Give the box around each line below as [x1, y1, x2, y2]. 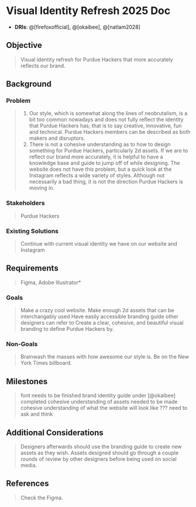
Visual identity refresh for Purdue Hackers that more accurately [20, 56, 174, 63]
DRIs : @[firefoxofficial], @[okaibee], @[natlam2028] [14, 23, 140, 30]
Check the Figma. [20, 494, 63, 501]
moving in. [29, 184, 54, 191]
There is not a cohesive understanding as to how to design [29, 141, 171, 148]
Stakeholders [6, 199, 45, 207]
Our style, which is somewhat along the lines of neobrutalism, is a [29, 110, 188, 117]
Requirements [6, 263, 59, 273]
